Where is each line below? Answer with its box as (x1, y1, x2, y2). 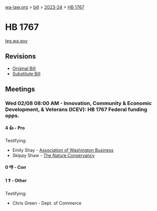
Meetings (5, 85, 36, 94)
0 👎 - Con (5, 164, 26, 170)
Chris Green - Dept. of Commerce (12, 200, 82, 206)
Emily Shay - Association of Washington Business (12, 147, 114, 153)
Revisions (5, 52, 36, 61)
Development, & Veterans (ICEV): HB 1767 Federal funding (5, 106, 148, 113)
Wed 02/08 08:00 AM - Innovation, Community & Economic (5, 100, 152, 107)
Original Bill (12, 65, 36, 71)
